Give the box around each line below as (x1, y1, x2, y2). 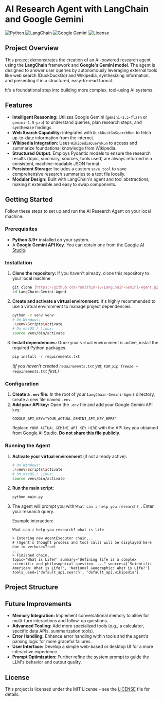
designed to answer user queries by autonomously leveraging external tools (5, 67, 157, 73)
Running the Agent (5, 442, 51, 449)
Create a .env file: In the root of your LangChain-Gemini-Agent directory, (12, 391, 155, 397)
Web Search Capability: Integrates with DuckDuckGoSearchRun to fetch (12, 129, 152, 135)
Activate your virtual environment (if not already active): (12, 453, 127, 459)
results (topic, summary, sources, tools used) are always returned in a (12, 155, 152, 161)
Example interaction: (12, 517, 54, 524)
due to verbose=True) (12, 544, 56, 549)
